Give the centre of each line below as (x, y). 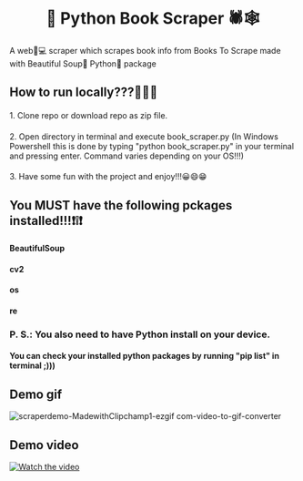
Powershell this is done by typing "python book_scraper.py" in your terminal (151, 146)
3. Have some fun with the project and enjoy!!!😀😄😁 (108, 177)
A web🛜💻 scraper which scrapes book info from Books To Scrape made (145, 50)
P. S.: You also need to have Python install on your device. (140, 334)
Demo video (44, 445)
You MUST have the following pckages (121, 205)
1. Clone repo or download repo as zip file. (89, 115)
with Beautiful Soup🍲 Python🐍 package (83, 63)
